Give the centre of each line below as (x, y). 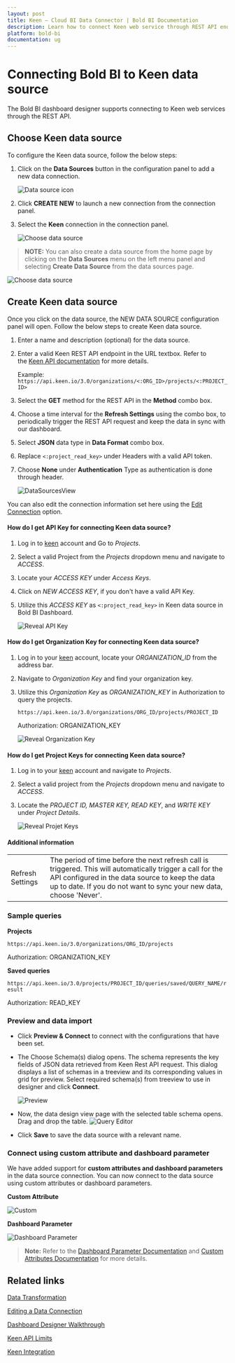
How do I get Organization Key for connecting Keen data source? (103, 642)
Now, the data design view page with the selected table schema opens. (120, 1114)
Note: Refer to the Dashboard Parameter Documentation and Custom (124, 1251)
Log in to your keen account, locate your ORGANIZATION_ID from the (117, 658)
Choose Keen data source (65, 138)
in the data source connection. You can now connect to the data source (110, 1176)
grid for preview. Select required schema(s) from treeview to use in (114, 1079)
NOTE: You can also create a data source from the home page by (119, 251)
